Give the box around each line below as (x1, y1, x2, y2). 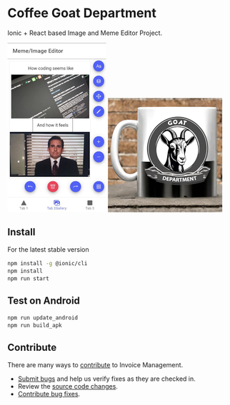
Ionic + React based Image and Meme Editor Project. (7, 29, 163, 37)
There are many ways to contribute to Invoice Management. (7, 360, 184, 369)
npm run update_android (7, 314, 79, 322)
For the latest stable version (7, 245, 89, 254)
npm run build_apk (7, 322, 62, 329)
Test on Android (7, 294, 81, 307)
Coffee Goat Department (7, 5, 157, 21)
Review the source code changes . (17, 381, 118, 390)
